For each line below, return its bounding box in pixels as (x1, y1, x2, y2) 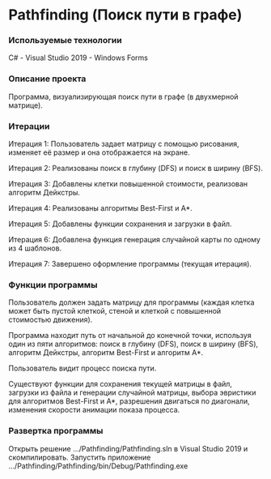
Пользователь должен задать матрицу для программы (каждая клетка (8, 297, 255, 307)
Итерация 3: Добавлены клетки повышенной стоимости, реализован (8, 179, 248, 189)
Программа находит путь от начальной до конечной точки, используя (8, 331, 252, 340)
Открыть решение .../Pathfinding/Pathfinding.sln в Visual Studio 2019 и (8, 443, 248, 453)
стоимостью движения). (8, 314, 93, 325)
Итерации (8, 120, 50, 131)
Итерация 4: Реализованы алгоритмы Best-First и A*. (8, 203, 193, 213)
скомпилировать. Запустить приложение (8, 452, 151, 462)
